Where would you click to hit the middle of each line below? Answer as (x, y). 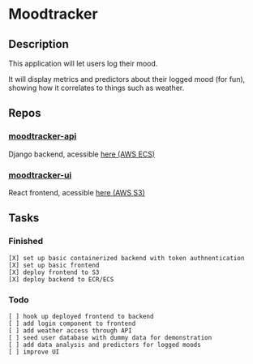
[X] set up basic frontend (54, 265)
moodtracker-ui (40, 175)
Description (39, 44)
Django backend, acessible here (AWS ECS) (82, 154)
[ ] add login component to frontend (72, 323)
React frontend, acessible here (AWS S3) (77, 192)
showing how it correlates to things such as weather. (96, 88)
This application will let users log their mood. (83, 63)
